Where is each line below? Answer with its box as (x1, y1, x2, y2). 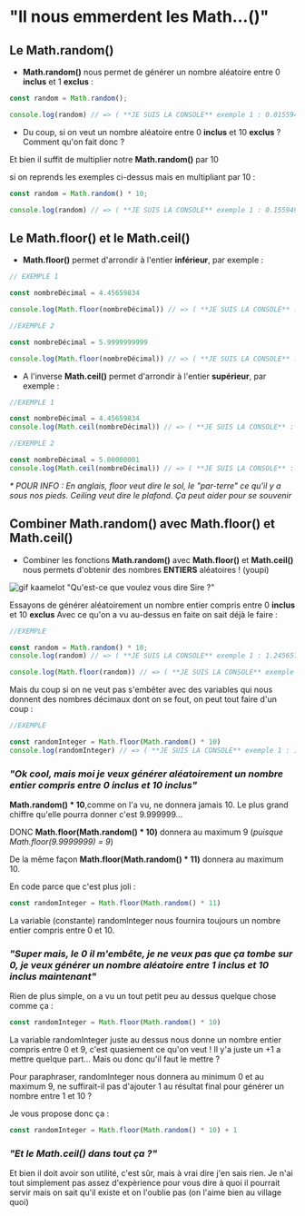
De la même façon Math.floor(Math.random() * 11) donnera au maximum (9, 854, 284, 865)
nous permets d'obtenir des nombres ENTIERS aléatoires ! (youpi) (22, 564, 270, 575)
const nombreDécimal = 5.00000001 (9, 456, 141, 465)
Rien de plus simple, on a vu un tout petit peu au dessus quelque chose (9, 991, 277, 1002)
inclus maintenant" (9, 970, 97, 983)
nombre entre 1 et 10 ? (9, 1091, 93, 1102)
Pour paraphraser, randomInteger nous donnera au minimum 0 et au (9, 1072, 265, 1083)
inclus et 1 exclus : (22, 76, 93, 87)
